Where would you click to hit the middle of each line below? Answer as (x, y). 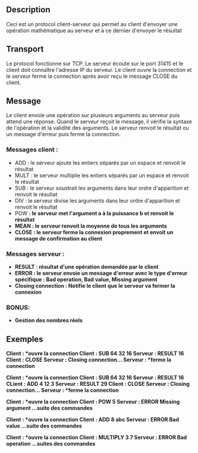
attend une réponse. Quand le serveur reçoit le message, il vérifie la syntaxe (99, 122)
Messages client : (32, 150)
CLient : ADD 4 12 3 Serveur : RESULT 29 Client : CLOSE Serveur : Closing (98, 384)
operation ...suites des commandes (51, 444)
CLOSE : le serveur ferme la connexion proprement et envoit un (94, 232)
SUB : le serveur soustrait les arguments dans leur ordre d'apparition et (102, 188)
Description (28, 10)
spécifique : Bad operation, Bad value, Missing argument (86, 279)
